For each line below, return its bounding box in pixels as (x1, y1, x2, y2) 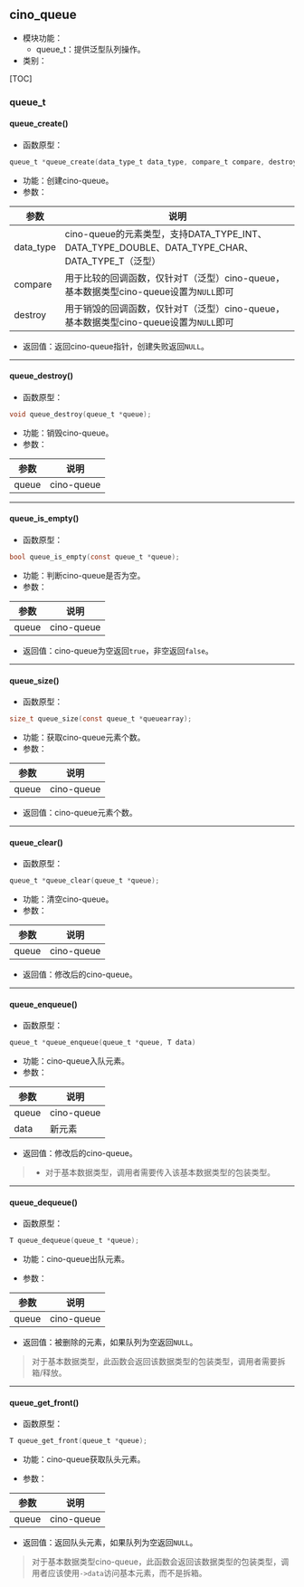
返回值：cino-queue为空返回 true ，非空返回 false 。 (22, 645, 214, 655)
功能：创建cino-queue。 (22, 175, 114, 186)
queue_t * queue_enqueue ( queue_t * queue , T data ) (9, 1038, 196, 1047)
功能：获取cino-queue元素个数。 (22, 732, 146, 743)
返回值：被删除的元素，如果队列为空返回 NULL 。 (22, 1337, 198, 1348)
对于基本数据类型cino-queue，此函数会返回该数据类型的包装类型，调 (31, 1556, 290, 1567)
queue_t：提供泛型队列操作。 (35, 43, 147, 54)
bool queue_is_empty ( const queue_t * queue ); (9, 552, 180, 562)
